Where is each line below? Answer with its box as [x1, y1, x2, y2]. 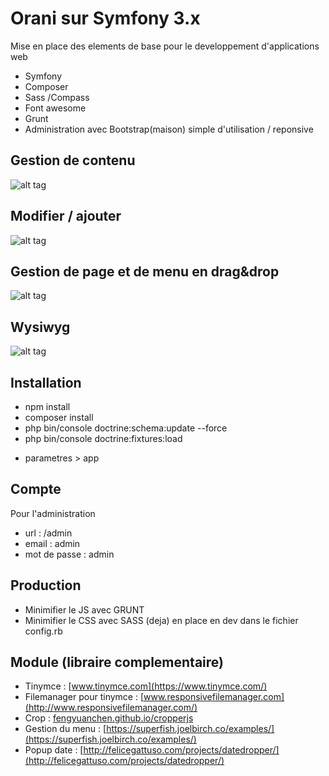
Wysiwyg [10, 318, 71, 336]
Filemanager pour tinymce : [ [24, 691, 145, 703]
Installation [10, 374, 82, 391]
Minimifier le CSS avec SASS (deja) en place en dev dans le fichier [24, 614, 299, 626]
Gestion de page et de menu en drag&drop [10, 263, 280, 280]
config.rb [24, 625, 63, 637]
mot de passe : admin [24, 548, 115, 560]
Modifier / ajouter [10, 208, 122, 225]
